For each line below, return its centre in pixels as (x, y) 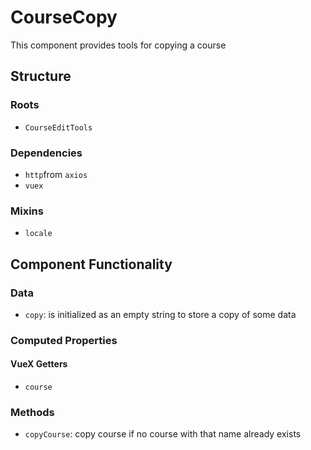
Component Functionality (91, 264)
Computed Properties (64, 340)
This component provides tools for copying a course (118, 45)
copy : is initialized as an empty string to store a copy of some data (160, 314)
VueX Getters (39, 364)
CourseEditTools (58, 127)
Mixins (27, 211)
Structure (41, 76)
